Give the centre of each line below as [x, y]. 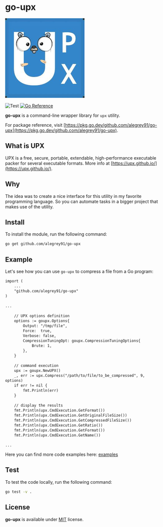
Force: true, [37, 331]
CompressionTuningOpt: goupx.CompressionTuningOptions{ [82, 341]
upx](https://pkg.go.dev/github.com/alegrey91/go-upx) [61, 130]
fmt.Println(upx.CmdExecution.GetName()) [57, 436]
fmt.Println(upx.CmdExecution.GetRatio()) [58, 426]
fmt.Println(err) [41, 391]
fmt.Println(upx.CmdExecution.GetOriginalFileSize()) [71, 416]
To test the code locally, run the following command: [59, 482]
